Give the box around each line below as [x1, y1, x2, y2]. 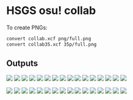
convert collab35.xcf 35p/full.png [6, 41, 97, 48]
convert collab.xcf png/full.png [6, 35, 92, 41]
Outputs [6, 59, 38, 69]
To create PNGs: [6, 24, 48, 31]
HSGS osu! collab [6, 4, 96, 18]
